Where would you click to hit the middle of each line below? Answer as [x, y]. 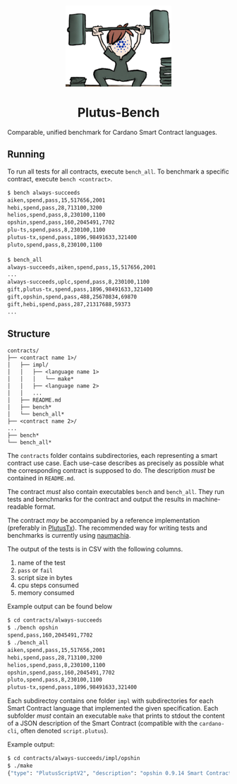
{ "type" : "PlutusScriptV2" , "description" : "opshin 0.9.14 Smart [105, 773]
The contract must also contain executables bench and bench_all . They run [116, 492]
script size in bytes [45, 578]
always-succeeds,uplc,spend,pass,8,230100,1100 [79, 282]
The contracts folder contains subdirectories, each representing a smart [113, 456]
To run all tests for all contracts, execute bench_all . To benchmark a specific [118, 171]
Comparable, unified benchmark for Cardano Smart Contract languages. [112, 132]
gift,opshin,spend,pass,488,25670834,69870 [72, 297]
